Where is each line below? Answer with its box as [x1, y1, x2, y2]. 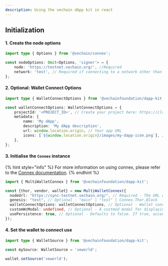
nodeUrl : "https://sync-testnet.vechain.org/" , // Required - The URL [9, 193, 160, 198]
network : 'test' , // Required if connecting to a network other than [14, 69, 162, 74]
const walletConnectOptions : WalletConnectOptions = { [5, 105, 122, 110]
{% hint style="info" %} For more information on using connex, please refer [5, 164, 161, 170]
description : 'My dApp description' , [23, 124, 101, 129]
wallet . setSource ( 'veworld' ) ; [5, 256, 68, 261]
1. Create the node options [5, 40, 61, 46]
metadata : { [14, 114, 39, 119]
